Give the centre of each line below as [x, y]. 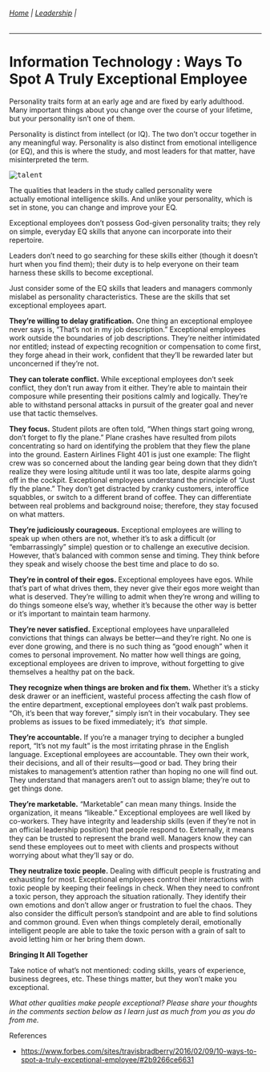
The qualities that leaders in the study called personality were [111, 190]
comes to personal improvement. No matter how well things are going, [125, 655]
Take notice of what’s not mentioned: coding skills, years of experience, [128, 971]
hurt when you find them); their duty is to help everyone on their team [124, 264]
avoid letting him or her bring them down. [77, 939]
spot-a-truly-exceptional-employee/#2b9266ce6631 [107, 1060]
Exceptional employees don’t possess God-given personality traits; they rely [135, 223]
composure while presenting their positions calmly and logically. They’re [128, 396]
